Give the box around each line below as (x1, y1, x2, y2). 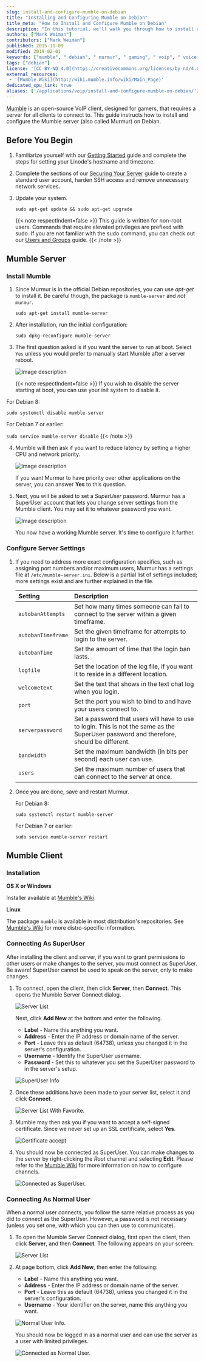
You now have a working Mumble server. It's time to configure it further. (15, 529, 195, 536)
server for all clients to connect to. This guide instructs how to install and (6, 111, 188, 119)
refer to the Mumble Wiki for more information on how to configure (15, 1161, 182, 1169)
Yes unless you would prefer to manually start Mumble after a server (15, 350, 186, 358)
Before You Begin (6, 135, 73, 146)
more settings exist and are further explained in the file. (15, 577, 154, 584)
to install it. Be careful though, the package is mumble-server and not (15, 292, 186, 300)
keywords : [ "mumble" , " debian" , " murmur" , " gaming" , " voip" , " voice (6, 54, 197, 60)
